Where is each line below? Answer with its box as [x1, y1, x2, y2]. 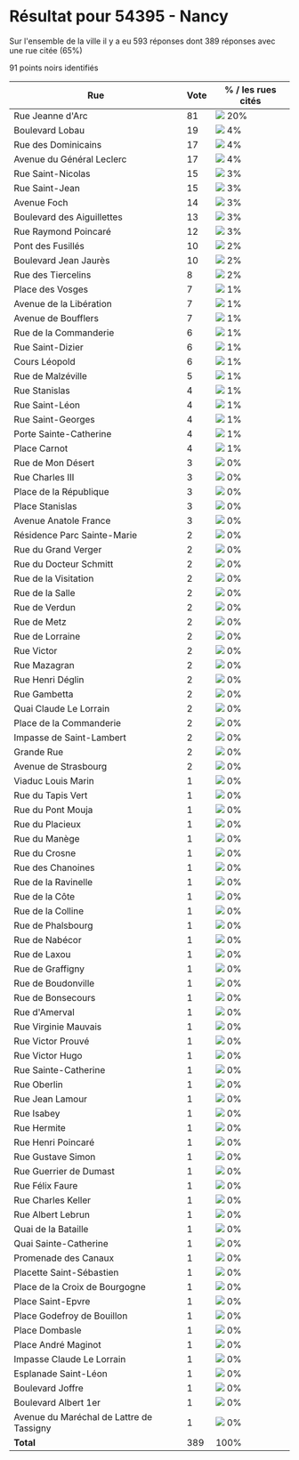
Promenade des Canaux [13, 1252, 114, 1264]
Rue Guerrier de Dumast [13, 1165, 116, 1177]
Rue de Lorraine [13, 630, 81, 642]
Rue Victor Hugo [13, 1049, 83, 1061]
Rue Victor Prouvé [13, 1035, 90, 1047]
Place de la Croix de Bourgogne [13, 1280, 147, 1293]
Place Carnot [13, 442, 69, 455]
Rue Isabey [13, 1107, 61, 1119]
